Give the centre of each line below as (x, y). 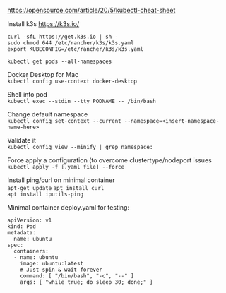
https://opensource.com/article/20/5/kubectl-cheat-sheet (91, 10)
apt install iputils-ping (45, 194)
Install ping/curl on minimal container (61, 180)
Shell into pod (28, 94)
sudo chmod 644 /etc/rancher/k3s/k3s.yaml (71, 43)
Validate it (22, 140)
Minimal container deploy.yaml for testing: (68, 207)
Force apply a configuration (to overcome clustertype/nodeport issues (109, 160)
